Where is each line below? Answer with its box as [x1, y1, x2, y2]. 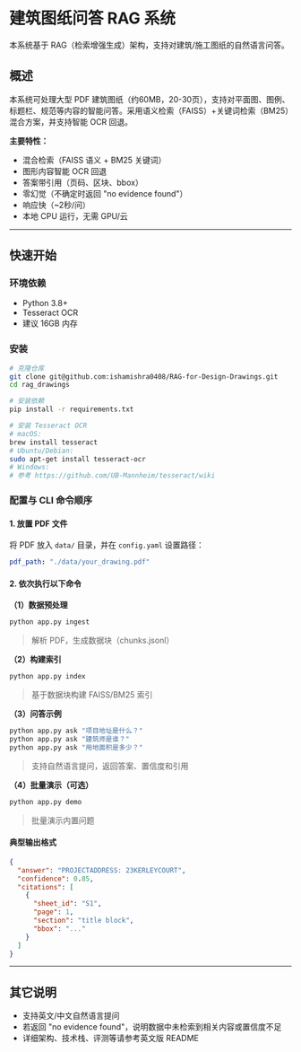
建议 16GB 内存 [21, 318, 78, 329]
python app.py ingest [9, 618, 90, 627]
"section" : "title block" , [32, 916, 134, 925]
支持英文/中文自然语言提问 [21, 1011, 120, 1021]
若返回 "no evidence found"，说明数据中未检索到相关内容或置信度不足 [21, 1021, 282, 1032]
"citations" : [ [17, 882, 74, 891]
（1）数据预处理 [9, 600, 69, 610]
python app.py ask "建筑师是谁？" [9, 735, 130, 744]
